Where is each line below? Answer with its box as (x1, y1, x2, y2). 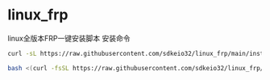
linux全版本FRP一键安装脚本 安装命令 (7, 33, 131, 43)
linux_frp (7, 6, 69, 24)
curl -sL (7, 49, 37, 57)
